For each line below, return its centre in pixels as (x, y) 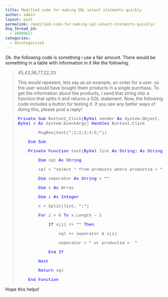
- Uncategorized (27, 43)
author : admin (20, 15)
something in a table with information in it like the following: (67, 63)
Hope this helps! (22, 289)
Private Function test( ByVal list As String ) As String (95, 151)
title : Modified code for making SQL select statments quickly (74, 10)
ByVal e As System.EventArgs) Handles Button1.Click (81, 123)
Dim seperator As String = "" (74, 179)
